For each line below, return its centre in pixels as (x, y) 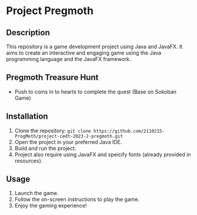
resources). (29, 160)
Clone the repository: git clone (53, 130)
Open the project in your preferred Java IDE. (68, 142)
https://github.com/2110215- (129, 131)
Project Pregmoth (50, 11)
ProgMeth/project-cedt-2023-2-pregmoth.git (69, 136)
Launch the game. (36, 193)
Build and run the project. (45, 148)
